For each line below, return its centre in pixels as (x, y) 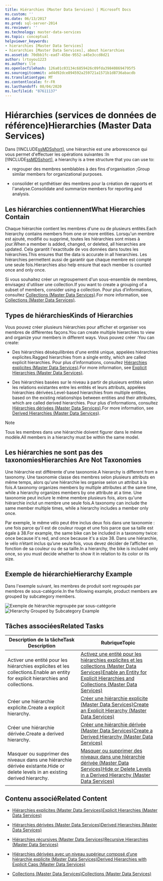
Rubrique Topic (118, 643)
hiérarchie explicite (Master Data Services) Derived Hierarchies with (79, 859)
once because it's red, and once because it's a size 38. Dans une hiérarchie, (81, 538)
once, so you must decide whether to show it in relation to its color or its (77, 553)
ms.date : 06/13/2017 (26, 18)
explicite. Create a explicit (36, 708)
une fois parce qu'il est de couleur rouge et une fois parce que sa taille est (79, 528)
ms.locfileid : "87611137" (31, 91)
